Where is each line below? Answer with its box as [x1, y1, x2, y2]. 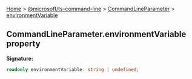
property [6, 39, 41, 49]
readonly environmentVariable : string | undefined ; [6, 66, 139, 72]
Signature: [6, 55, 33, 62]
